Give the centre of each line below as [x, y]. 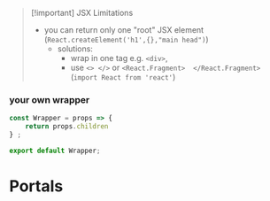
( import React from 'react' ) [123, 77]
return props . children [67, 127]
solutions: [75, 49]
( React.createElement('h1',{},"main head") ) [127, 39]
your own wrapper [50, 99]
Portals [36, 186]
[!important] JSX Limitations [82, 13]
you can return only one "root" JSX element [124, 30]
